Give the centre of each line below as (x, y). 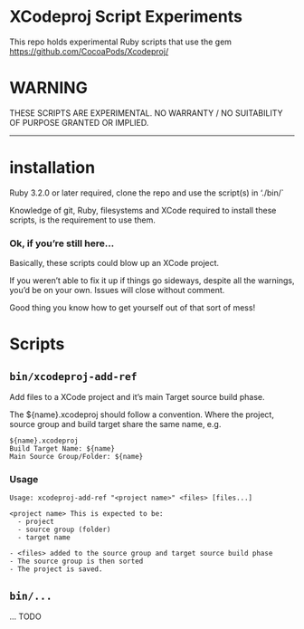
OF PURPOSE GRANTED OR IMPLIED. (79, 122)
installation (52, 168)
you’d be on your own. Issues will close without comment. (117, 291)
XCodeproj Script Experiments (126, 17)
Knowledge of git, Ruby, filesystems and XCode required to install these (143, 210)
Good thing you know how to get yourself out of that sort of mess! (133, 308)
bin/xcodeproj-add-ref (73, 376)
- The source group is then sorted (76, 562)
